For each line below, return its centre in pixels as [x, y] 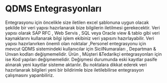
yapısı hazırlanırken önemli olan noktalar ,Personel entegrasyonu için [76, 43]
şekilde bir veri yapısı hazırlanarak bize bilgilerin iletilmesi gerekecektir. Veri [83, 27]
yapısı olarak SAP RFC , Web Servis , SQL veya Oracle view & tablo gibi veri [83, 33]
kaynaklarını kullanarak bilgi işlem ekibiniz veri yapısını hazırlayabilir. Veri [80, 38]
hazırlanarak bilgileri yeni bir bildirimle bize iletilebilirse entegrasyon [75, 70]
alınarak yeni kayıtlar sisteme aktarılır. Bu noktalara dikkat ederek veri [76, 65]
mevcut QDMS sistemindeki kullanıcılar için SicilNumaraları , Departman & [81, 49]
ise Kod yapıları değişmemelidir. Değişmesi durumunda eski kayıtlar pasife [81, 59]
